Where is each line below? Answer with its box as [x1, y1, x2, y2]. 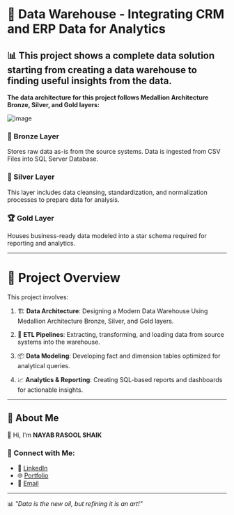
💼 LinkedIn [17, 463, 48, 472]
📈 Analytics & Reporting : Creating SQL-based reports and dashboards [17, 375, 223, 383]
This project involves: [7, 292, 69, 301]
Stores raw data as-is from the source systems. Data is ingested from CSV [7, 148, 221, 156]
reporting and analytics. [7, 239, 75, 247]
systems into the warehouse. [17, 338, 101, 346]
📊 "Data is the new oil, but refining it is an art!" [7, 499, 143, 507]
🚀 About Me [7, 412, 59, 424]
